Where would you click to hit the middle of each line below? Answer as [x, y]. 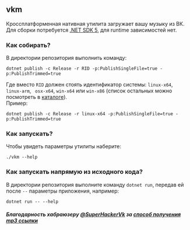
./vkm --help [22, 157]
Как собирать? [28, 45]
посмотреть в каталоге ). [37, 97]
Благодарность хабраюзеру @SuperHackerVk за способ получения [94, 214]
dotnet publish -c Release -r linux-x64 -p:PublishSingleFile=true [90, 114]
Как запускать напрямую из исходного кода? [74, 172]
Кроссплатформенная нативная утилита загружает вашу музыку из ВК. [95, 23]
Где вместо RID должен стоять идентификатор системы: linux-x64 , [89, 85]
